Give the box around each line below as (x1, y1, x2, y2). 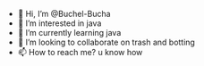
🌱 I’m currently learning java (17, 28, 122, 37)
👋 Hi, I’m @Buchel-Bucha (17, 9, 111, 19)
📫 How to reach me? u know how (17, 47, 143, 57)
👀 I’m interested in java (17, 18, 102, 29)
